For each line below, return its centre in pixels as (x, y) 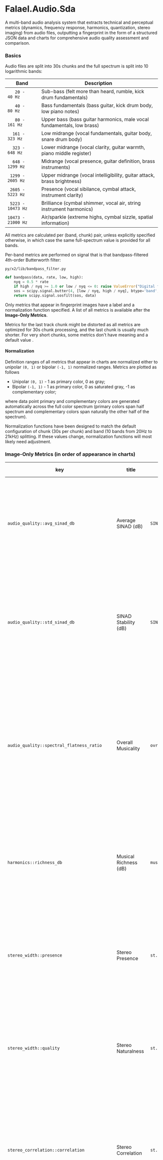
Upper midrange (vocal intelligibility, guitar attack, (98, 175)
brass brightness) (61, 182)
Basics (13, 55)
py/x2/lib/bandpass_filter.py (36, 269)
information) (55, 223)
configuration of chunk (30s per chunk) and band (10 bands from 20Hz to (79, 431)
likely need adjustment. (28, 441)
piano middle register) (66, 153)
